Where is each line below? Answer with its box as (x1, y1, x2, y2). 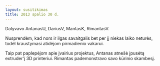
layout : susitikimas (5, 7, 48, 12)
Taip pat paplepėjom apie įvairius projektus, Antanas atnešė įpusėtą (5, 50, 145, 56)
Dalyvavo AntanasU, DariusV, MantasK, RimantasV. (5, 25, 110, 31)
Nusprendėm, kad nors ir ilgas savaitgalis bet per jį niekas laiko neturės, (5, 35, 153, 41)
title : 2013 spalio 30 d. (5, 12, 59, 17)
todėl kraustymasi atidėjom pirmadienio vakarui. (5, 40, 104, 46)
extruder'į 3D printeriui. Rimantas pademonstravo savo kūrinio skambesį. (5, 55, 155, 61)
